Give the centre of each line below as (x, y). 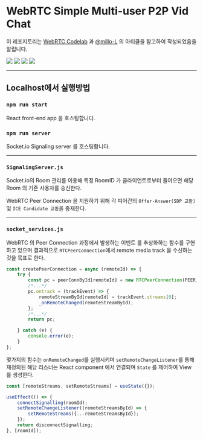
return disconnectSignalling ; (55, 425)
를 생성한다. (20, 374)
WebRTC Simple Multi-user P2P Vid (98, 11)
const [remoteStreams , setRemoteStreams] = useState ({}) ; (81, 386)
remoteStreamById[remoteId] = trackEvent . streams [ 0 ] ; (108, 297)
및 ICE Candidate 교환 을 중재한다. (46, 208)
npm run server (29, 133)
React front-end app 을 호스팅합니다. (51, 118)
